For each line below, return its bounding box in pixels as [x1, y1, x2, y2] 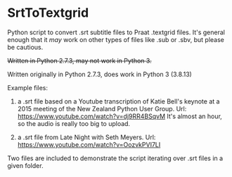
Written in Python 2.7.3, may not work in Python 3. [7, 56, 153, 64]
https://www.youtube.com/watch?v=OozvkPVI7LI [17, 140, 161, 148]
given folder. [7, 161, 44, 169]
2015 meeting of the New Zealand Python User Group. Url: [17, 104, 187, 113]
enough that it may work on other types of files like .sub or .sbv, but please [7, 35, 225, 43]
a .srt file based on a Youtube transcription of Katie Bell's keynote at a [17, 97, 220, 106]
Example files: [7, 83, 48, 92]
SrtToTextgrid [7, 5, 89, 21]
